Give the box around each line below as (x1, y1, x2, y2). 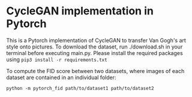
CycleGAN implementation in (6, 4, 154, 18)
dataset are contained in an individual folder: (6, 74, 116, 81)
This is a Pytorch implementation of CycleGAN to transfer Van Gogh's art (6, 37, 186, 44)
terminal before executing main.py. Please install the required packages (6, 49, 183, 56)
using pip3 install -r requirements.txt (6, 56, 107, 63)
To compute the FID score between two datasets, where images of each (6, 67, 185, 74)
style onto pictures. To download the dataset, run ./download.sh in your (6, 43, 183, 50)
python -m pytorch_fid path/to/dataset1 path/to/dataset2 (6, 85, 154, 91)
